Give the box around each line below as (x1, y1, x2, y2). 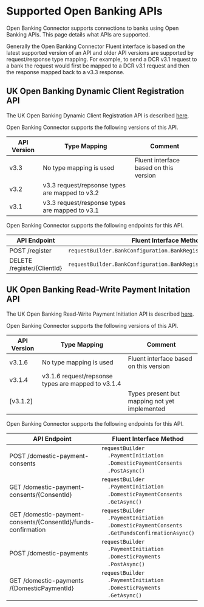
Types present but (127, 389, 180, 398)
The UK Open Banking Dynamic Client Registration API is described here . (6, 111, 189, 119)
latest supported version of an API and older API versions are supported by (6, 49, 194, 56)
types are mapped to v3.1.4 (41, 379, 121, 387)
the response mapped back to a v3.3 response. (6, 68, 124, 75)
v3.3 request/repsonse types (42, 181, 126, 189)
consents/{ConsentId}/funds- (9, 518, 95, 526)
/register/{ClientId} (9, 263, 63, 272)
